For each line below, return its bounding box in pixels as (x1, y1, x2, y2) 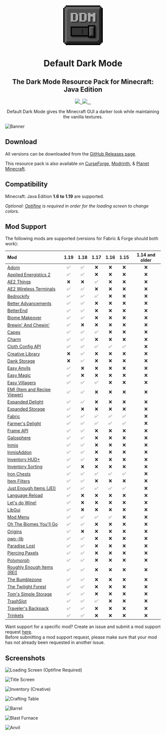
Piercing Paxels (7, 550, 39, 556)
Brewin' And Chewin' (7, 322, 50, 328)
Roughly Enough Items (7, 564, 53, 570)
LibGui (7, 507, 21, 513)
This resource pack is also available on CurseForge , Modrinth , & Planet (5, 160, 149, 166)
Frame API (7, 428, 29, 434)
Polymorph (7, 557, 30, 563)
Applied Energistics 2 (7, 271, 51, 277)
